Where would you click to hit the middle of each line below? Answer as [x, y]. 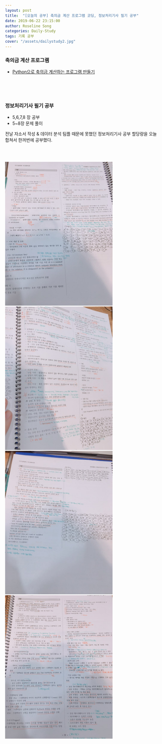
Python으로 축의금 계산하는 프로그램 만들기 [54, 72]
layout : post [18, 10]
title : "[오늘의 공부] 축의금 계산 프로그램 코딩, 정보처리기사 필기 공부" [72, 15]
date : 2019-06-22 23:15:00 [33, 21]
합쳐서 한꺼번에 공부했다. [29, 140]
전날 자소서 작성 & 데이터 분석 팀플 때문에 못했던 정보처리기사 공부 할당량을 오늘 [81, 134]
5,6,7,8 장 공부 [26, 117]
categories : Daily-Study [30, 31]
